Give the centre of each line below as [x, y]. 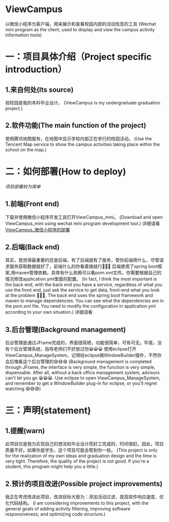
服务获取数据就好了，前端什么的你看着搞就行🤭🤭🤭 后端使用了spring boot [83, 266]
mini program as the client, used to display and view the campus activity [80, 29]
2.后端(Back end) [32, 247]
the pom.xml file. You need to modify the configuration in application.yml [80, 306]
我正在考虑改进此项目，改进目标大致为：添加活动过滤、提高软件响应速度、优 [84, 497]
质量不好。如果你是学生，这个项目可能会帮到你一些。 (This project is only [81, 450]
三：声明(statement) [48, 411]
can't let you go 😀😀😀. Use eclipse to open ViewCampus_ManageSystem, [83, 378]
